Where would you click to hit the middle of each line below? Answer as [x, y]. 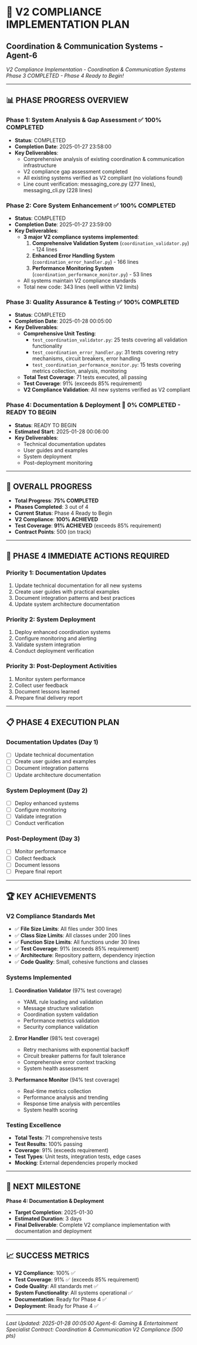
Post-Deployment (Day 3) [43, 838]
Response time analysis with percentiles [72, 1103]
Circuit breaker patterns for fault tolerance [74, 1056]
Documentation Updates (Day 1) [52, 742]
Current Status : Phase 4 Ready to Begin [63, 513]
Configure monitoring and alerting [55, 638]
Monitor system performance [50, 679]
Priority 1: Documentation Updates [56, 572]
